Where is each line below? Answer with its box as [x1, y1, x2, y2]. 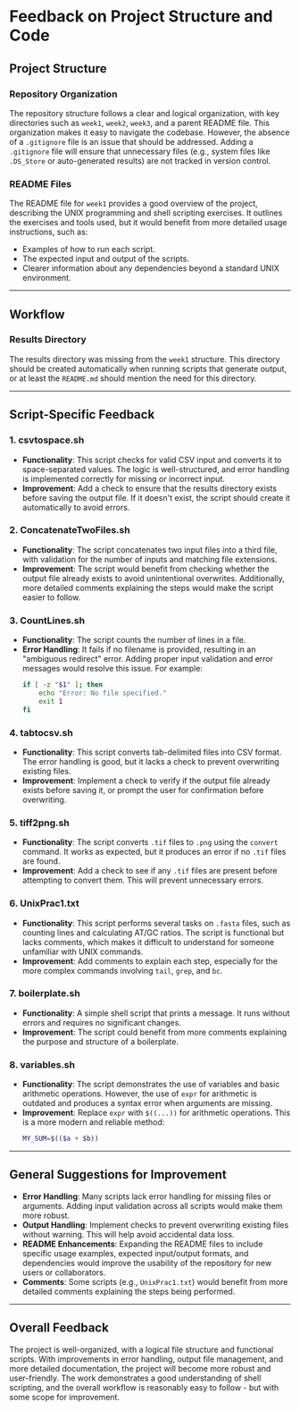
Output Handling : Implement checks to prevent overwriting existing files [21, 1219, 289, 1230]
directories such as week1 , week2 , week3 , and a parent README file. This [9, 117, 271, 128]
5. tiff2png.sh [9, 816, 70, 829]
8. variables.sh [9, 1058, 76, 1070]
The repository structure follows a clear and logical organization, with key [9, 107, 279, 118]
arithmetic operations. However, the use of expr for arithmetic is [21, 1088, 257, 1099]
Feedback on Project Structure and [9, 6, 274, 27]
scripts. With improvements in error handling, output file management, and [9, 1353, 284, 1365]
